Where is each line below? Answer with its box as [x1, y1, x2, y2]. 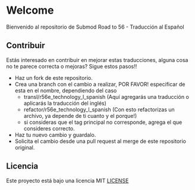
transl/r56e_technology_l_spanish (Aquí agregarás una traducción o [23, 93, 189, 100]
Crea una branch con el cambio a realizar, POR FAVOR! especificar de [14, 80, 185, 88]
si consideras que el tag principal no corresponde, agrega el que [23, 119, 183, 126]
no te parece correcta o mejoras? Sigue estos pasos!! [6, 63, 137, 70]
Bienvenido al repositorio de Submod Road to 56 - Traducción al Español [6, 23, 184, 30]
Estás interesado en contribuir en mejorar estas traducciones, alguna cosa [6, 56, 188, 63]
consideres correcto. [23, 124, 76, 132]
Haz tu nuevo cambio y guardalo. [14, 131, 96, 138]
